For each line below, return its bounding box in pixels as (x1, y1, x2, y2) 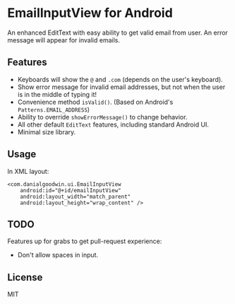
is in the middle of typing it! (17, 90, 97, 98)
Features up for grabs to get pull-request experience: (7, 237, 162, 245)
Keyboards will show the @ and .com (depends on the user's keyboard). (17, 75, 224, 83)
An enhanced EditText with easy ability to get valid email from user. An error (7, 28, 228, 37)
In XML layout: (7, 167, 49, 175)
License (7, 271, 43, 283)
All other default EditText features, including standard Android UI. (17, 120, 210, 129)
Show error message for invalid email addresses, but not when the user (17, 83, 226, 91)
